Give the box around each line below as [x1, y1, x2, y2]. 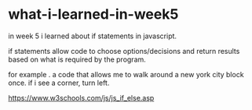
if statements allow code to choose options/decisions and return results [8, 46, 240, 55]
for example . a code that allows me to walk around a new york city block [8, 69, 245, 79]
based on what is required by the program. [8, 55, 147, 64]
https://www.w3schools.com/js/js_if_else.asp [8, 93, 155, 102]
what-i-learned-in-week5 [8, 5, 179, 23]
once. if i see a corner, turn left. [8, 78, 110, 87]
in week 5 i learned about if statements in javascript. [8, 31, 177, 41]
